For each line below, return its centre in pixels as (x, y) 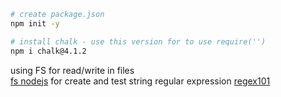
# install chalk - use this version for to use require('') (138, 41)
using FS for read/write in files (72, 70)
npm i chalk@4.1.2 (48, 51)
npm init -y (35, 23)
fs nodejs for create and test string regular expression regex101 (140, 81)
